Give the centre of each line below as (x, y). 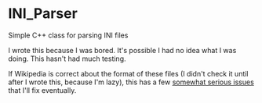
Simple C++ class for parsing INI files (68, 35)
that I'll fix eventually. (42, 90)
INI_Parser (43, 14)
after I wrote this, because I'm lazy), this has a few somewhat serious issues (131, 82)
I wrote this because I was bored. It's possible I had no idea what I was (122, 50)
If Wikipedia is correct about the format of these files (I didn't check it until (128, 73)
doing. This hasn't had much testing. (67, 59)
